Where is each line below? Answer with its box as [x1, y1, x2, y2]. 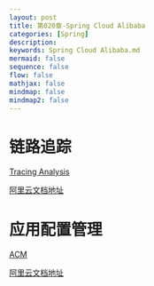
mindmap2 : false [9, 95, 69, 105]
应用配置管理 [9, 219, 104, 240]
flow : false [9, 71, 53, 80]
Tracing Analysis [9, 166, 70, 178]
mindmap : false [9, 87, 65, 96]
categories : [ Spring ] [9, 29, 89, 38]
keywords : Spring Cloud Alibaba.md [9, 46, 141, 55]
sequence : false [9, 63, 69, 72]
